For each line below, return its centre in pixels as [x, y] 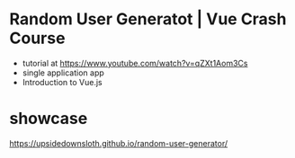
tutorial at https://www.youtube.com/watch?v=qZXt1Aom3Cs [135, 63]
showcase [49, 119]
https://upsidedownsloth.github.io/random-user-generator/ [119, 143]
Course [37, 38]
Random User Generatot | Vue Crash [148, 19]
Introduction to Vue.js [62, 82]
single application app [63, 73]
